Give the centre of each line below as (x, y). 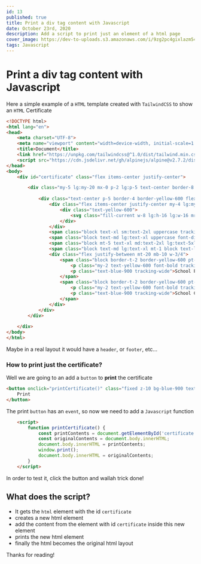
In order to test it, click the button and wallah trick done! (75, 478)
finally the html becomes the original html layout (74, 543)
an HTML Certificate (29, 110)
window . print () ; (58, 450)
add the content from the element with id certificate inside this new (100, 524)
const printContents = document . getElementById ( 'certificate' (117, 433)
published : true (26, 17)
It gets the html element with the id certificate (73, 511)
